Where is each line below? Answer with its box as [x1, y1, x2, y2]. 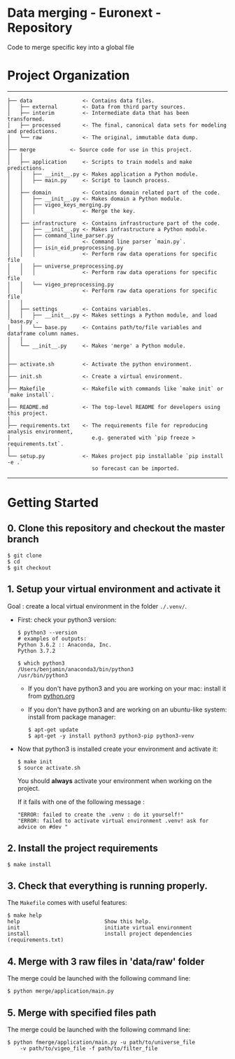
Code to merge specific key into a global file [7, 43, 134, 51]
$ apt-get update [27, 726, 79, 733]
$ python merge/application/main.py [7, 988, 114, 995]
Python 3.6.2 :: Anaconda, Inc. [17, 641, 112, 649]
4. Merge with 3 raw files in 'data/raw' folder [7, 955, 205, 967]
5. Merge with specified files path [7, 1006, 157, 1018]
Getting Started [7, 495, 99, 511]
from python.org [27, 691, 76, 700]
